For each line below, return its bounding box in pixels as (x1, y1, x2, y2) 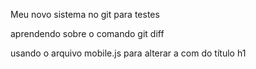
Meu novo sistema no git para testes (10, 9, 160, 20)
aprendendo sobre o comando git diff (10, 28, 165, 39)
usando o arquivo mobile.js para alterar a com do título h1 (10, 47, 247, 59)
